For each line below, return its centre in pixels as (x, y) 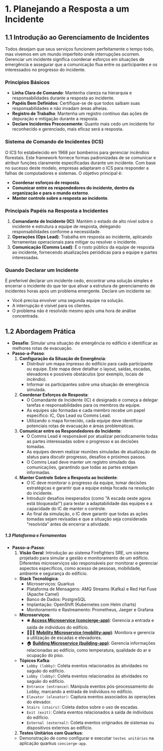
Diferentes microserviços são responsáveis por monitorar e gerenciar (89, 563)
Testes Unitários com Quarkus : (51, 733)
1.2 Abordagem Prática (40, 331)
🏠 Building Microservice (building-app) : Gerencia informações (91, 643)
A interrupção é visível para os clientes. (51, 306)
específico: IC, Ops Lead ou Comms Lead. (69, 415)
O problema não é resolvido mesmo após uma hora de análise (74, 311)
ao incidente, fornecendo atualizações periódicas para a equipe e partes (85, 252)
